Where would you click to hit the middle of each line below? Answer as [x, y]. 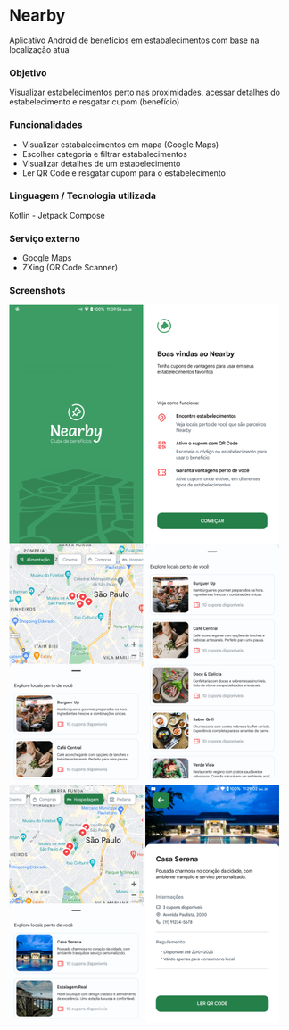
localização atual [40, 49]
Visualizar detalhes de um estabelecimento [101, 163]
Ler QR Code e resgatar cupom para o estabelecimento [124, 173]
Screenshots [37, 291]
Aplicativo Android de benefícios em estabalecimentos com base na [134, 40]
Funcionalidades [46, 125]
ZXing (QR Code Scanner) [70, 268]
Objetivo [28, 72]
